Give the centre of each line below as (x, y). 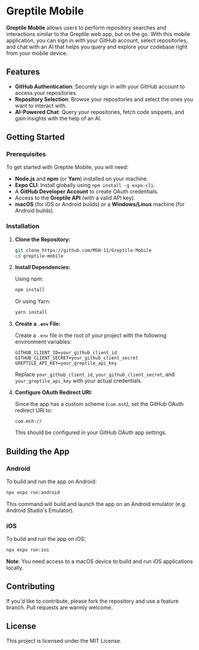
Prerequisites (26, 154)
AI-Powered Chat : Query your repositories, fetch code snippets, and (99, 112)
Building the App (38, 451)
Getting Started (36, 137)
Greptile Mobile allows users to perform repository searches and (86, 28)
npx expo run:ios (28, 550)
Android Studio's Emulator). (40, 510)
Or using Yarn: (33, 302)
